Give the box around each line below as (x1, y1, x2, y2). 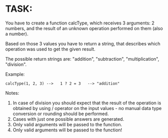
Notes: (5, 90, 19, 96)
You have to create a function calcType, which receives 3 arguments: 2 (5, 20, 155, 26)
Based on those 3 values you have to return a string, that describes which (5, 40, 161, 46)
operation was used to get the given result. (5, 46, 95, 52)
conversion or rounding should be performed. (12, 111, 109, 117)
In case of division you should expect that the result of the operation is (12, 100, 161, 106)
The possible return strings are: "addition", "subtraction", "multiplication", (5, 56, 159, 62)
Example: (5, 71, 25, 77)
